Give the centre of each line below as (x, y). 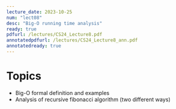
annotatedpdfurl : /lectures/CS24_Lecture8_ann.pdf (72, 40)
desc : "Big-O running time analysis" (54, 23)
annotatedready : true (34, 46)
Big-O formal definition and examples (62, 93)
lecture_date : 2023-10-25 (39, 12)
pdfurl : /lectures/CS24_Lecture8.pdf (54, 35)
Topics (24, 76)
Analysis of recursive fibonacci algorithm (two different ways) (93, 99)
